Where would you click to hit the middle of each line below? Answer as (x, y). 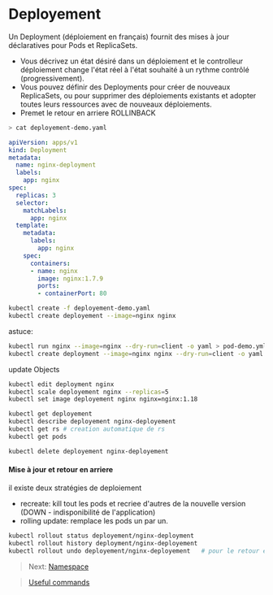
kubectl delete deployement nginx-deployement (89, 451)
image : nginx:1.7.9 (71, 278)
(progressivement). (52, 78)
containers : (50, 263)
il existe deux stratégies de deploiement (75, 488)
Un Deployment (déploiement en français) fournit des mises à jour (119, 37)
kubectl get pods (38, 436)
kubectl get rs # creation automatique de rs (87, 429)
